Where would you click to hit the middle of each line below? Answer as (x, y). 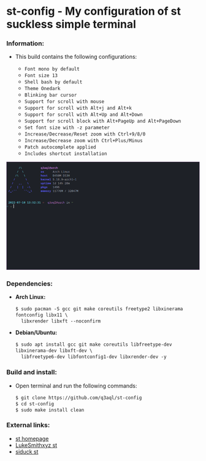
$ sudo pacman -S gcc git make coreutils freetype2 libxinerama (99, 309)
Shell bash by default (53, 82)
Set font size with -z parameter (67, 128)
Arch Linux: (30, 297)
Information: (25, 44)
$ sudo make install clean (50, 410)
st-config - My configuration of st (93, 11)
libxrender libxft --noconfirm (61, 321)
